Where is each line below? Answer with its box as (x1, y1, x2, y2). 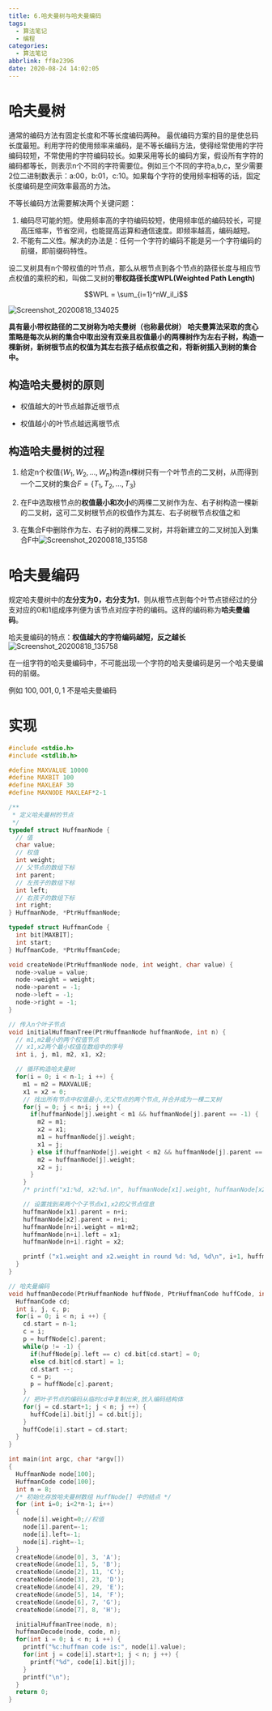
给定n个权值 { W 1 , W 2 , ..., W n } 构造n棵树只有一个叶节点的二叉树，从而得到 (19, 467, 259, 479)
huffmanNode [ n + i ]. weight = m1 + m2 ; (23, 1222, 139, 1231)
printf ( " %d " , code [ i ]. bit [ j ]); (29, 1658, 136, 1666)
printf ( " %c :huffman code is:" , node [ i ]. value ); (23, 1643, 186, 1651)
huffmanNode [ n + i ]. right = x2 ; (23, 1238, 125, 1246)
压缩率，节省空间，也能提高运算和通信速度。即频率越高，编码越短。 (27, 225, 255, 235)
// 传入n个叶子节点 (8, 1020, 66, 1029)
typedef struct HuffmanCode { (8, 924, 111, 932)
